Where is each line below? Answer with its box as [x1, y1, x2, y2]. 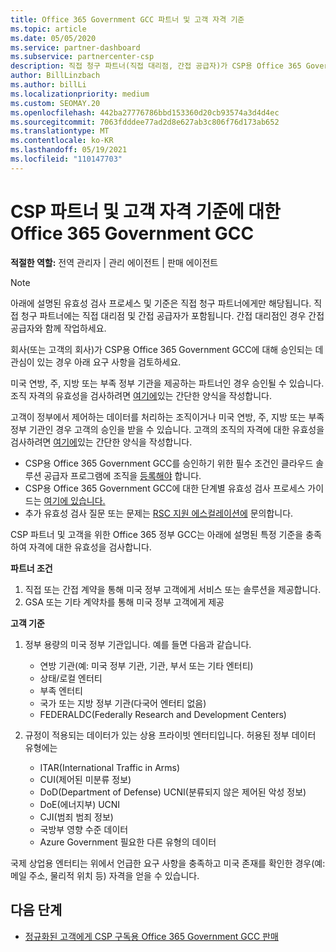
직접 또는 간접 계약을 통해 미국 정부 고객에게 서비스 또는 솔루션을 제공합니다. [24, 583, 322, 595]
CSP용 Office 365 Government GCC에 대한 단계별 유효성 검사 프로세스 [24, 482, 306, 494]
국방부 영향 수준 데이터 [39, 823, 129, 835]
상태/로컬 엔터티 [39, 672, 103, 684]
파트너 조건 [10, 562, 53, 574]
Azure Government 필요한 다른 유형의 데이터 [39, 836, 217, 848]
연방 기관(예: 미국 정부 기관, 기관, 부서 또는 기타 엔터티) [39, 659, 254, 671]
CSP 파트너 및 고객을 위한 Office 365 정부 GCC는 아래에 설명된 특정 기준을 [10, 528, 304, 540]
